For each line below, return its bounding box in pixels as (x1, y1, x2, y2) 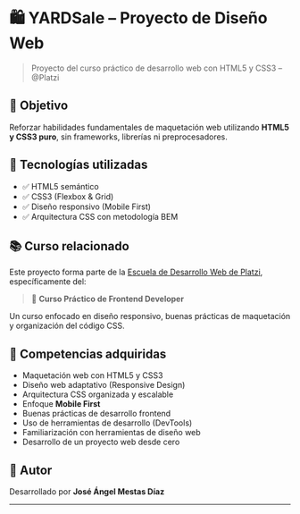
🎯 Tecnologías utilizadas (9, 157, 148, 173)
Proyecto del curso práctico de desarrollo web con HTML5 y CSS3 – (30, 63, 283, 73)
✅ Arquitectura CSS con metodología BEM (21, 211, 179, 222)
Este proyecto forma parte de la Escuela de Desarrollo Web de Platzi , (9, 266, 263, 278)
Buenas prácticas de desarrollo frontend (21, 409, 171, 419)
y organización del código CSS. (9, 320, 125, 332)
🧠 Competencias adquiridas (9, 346, 167, 361)
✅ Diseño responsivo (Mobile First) (21, 201, 152, 212)
